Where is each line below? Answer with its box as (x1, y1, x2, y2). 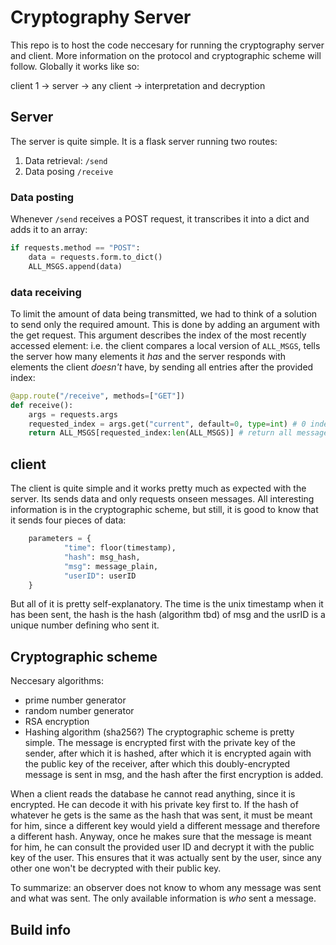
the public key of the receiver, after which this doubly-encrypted (24, 758, 291, 770)
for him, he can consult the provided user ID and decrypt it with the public (10, 841, 315, 853)
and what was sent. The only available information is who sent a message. (10, 892, 317, 905)
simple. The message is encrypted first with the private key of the (24, 737, 296, 749)
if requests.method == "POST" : (10, 243, 141, 253)
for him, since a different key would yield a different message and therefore (10, 820, 321, 832)
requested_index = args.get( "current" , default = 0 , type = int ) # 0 (28, 419, 307, 429)
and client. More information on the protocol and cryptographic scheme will (10, 49, 322, 61)
